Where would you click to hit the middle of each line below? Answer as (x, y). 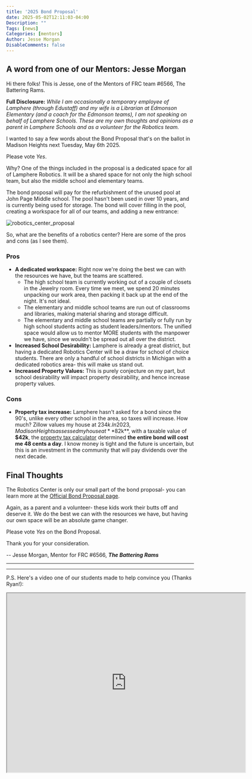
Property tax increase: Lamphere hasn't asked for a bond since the (98, 412)
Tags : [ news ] (22, 28)
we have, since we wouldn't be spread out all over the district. (100, 339)
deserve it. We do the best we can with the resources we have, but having (97, 514)
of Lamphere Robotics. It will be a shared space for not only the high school (99, 174)
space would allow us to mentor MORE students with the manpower (107, 333)
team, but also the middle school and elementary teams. (75, 180)
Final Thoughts (35, 475)
